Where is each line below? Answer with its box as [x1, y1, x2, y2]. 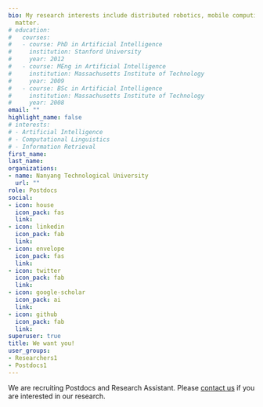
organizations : [8, 165, 58, 173]
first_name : [8, 150, 47, 158]
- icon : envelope [8, 245, 65, 253]
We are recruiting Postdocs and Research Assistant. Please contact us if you [8, 383, 255, 392]
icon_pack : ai [15, 296, 61, 303]
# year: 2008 [8, 99, 65, 107]
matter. [15, 19, 41, 27]
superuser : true [8, 333, 61, 340]
